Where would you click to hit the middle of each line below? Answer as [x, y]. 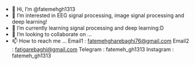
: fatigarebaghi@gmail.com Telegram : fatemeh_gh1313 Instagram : [93, 49]
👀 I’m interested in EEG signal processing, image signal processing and [98, 15]
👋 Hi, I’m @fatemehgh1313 [43, 9]
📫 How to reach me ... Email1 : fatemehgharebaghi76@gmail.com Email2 [100, 41]
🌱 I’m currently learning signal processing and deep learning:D [88, 28]
